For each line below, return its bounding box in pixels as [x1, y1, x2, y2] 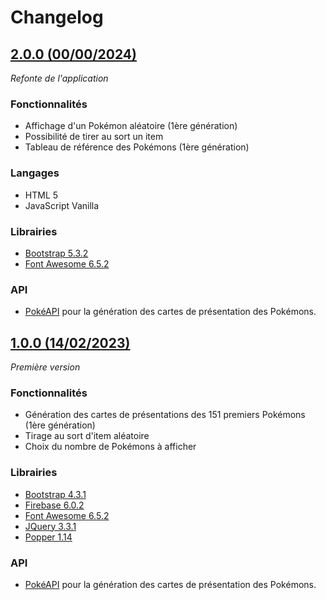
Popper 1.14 [24, 531, 73, 543]
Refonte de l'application [10, 72, 109, 84]
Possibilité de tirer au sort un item [24, 131, 164, 143]
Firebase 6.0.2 [24, 499, 85, 511]
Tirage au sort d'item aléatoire [24, 430, 150, 442]
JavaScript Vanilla [24, 199, 100, 211]
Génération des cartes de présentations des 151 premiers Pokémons [24, 409, 306, 421]
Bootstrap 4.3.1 [24, 488, 87, 500]
